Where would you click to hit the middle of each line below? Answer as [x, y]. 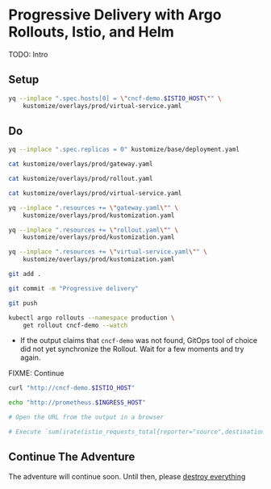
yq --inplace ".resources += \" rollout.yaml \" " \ [94, 230]
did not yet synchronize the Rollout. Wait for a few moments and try [132, 349]
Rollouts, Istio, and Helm [92, 32]
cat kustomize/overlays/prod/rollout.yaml [81, 179]
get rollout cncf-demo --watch [75, 325]
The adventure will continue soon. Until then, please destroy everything [127, 476]
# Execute [25, 432]
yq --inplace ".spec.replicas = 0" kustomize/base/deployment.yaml [124, 150]
